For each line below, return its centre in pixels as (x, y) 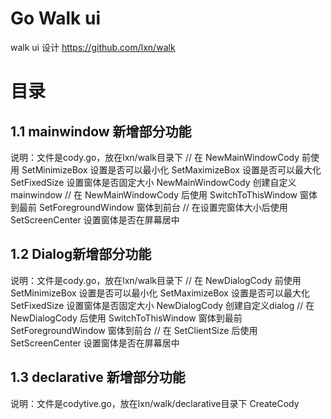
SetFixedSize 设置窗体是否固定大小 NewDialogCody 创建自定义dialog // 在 (162, 305)
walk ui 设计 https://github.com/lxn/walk (93, 47)
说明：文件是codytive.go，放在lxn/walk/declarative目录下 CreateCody (155, 403)
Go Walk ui (55, 18)
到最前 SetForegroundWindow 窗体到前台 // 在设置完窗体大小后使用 (149, 207)
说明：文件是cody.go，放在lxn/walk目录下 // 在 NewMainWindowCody (155, 157)
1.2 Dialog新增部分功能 (81, 254)
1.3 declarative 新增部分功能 (98, 377)
